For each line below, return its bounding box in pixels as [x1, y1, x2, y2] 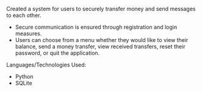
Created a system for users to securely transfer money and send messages [6, 5, 196, 12]
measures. [15, 30, 42, 37]
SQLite [15, 79, 32, 87]
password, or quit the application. [15, 49, 100, 57]
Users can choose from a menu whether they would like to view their [15, 37, 189, 43]
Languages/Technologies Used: [6, 61, 87, 68]
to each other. [6, 12, 41, 19]
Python [15, 73, 34, 80]
